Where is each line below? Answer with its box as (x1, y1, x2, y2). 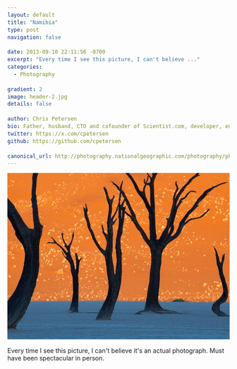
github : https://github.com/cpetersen (7, 137, 121, 144)
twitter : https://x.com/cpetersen (7, 130, 109, 137)
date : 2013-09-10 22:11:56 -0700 (7, 49, 106, 56)
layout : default (7, 11, 55, 18)
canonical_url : (7, 152, 52, 160)
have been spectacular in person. (7, 354, 104, 362)
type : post (7, 26, 39, 33)
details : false (7, 101, 52, 108)
